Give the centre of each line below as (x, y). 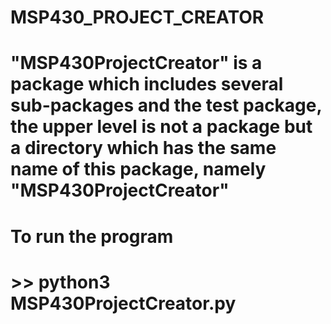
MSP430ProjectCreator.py (123, 303)
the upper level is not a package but (161, 127)
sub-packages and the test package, (166, 105)
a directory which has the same (143, 148)
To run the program (92, 236)
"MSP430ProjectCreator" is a (136, 63)
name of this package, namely (138, 169)
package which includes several (147, 84)
